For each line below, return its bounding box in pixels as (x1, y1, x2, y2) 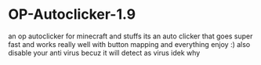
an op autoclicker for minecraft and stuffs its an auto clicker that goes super (8, 31, 253, 41)
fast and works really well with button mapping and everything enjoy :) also (8, 39, 251, 49)
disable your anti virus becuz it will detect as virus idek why (8, 48, 201, 57)
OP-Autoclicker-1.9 (8, 5, 136, 23)
